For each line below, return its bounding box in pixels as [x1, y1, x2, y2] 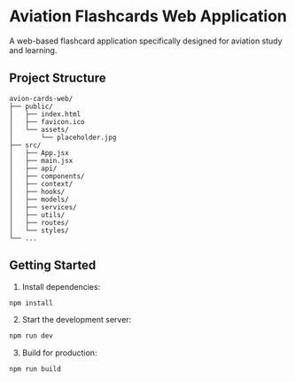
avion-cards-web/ [9, 94, 74, 103]
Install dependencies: [21, 281, 101, 292]
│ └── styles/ [9, 226, 69, 235]
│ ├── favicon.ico [9, 117, 86, 126]
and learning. [9, 44, 58, 55]
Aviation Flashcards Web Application [9, 6, 288, 27]
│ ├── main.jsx [9, 156, 74, 165]
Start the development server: [21, 315, 132, 325]
